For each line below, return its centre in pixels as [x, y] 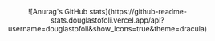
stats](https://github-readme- [138, 12]
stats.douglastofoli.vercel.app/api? [107, 20]
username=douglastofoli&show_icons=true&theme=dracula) [107, 29]
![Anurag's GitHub [58, 12]
